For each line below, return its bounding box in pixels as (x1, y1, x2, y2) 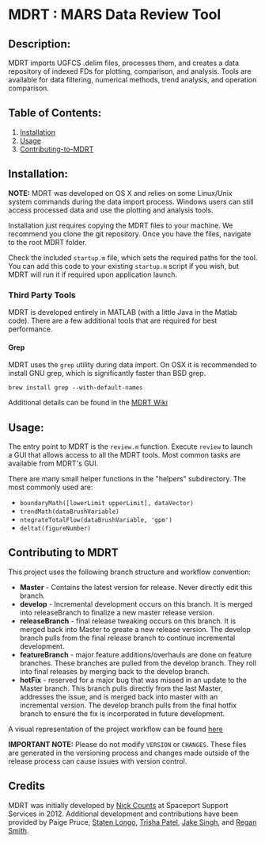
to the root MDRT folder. (8, 237, 87, 247)
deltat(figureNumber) (19, 524, 91, 532)
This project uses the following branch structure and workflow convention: (8, 567, 252, 577)
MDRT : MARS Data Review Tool (8, 6, 221, 24)
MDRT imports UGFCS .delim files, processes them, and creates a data (8, 58, 240, 67)
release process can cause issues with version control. (8, 756, 187, 766)
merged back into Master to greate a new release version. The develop (19, 624, 252, 634)
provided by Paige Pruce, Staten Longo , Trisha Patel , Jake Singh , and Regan (8, 817, 257, 826)
